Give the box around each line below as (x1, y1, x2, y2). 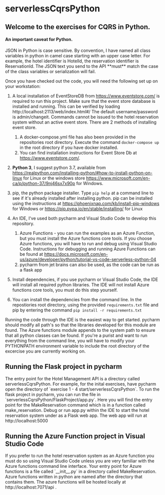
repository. (12, 221, 34, 226)
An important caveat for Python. (5, 37, 73, 43)
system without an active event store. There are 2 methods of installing (12, 119, 157, 125)
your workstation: (5, 83, 41, 89)
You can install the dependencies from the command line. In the (12, 296, 142, 302)
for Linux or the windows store (23, 175, 85, 181)
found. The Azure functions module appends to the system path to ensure (5, 327, 156, 333)
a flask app (19, 267, 42, 272)
